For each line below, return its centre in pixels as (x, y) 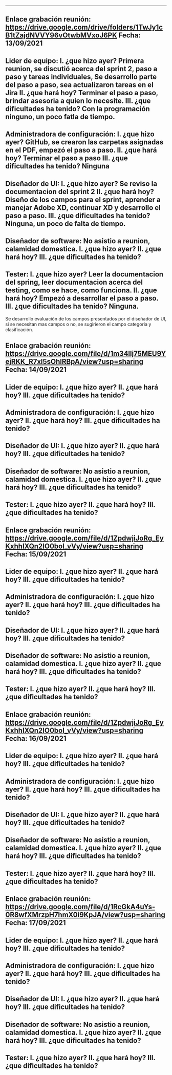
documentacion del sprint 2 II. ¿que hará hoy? (80, 192)
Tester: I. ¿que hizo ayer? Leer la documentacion (84, 274)
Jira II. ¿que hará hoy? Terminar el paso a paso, (82, 93)
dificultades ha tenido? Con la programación (78, 109)
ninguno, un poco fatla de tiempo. (60, 116)
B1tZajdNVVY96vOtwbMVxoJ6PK (61, 36)
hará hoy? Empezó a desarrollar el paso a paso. (82, 298)
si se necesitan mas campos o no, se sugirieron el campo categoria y (78, 324)
